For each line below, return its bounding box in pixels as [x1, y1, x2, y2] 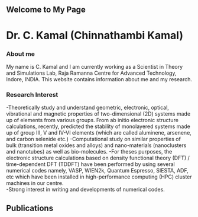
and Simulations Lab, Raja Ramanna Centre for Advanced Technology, [6, 69, 177, 76]
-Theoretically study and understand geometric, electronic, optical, [6, 104, 170, 111]
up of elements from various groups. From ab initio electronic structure [6, 117, 179, 124]
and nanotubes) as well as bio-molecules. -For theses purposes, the [6, 148, 173, 155]
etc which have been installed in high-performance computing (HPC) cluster [6, 173, 192, 180]
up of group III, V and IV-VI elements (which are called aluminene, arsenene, [6, 129, 192, 136]
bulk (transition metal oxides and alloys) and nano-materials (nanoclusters [6, 142, 187, 149]
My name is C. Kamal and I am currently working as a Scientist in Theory [6, 63, 183, 70]
